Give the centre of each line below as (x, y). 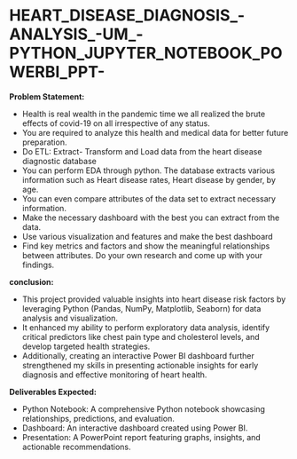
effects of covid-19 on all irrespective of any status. (116, 123)
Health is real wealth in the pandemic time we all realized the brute (144, 114)
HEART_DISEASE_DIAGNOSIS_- (127, 16)
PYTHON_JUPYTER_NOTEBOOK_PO (146, 53)
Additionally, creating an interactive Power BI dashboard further (138, 355)
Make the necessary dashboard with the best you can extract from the (151, 218)
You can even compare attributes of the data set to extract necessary (149, 198)
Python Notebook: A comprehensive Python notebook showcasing (144, 408)
